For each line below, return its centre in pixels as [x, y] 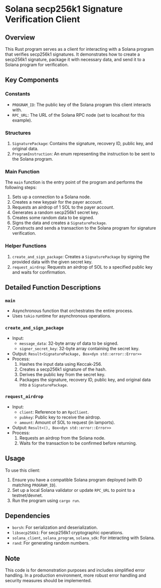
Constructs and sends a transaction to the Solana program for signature [84, 228]
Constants [18, 94]
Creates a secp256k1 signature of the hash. [63, 369]
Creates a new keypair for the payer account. [57, 202]
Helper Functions [26, 246]
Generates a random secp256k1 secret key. [56, 212]
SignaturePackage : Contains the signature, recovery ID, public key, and [82, 143]
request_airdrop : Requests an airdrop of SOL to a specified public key [82, 267]
